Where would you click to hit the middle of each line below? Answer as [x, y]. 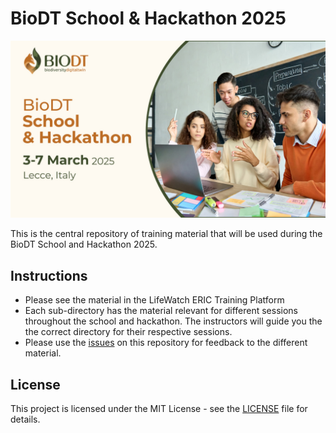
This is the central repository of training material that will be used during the [166, 234]
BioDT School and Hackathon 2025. [84, 244]
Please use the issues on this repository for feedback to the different [166, 343]
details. [25, 419]
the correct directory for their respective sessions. [128, 332]
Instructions [49, 275]
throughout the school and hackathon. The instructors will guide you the [173, 321]
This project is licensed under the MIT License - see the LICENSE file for [159, 409]
